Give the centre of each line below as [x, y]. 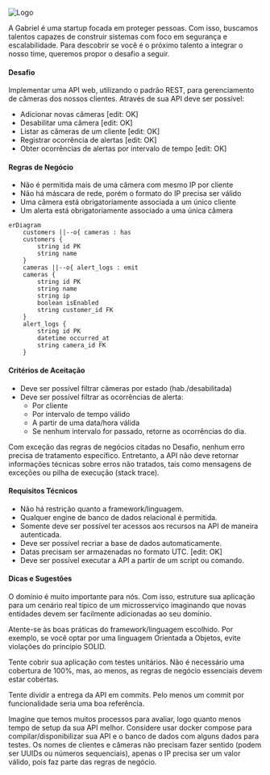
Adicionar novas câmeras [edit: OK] [79, 115]
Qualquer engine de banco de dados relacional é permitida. [118, 517]
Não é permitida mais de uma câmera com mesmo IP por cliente [127, 185]
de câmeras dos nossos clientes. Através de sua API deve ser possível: [126, 99]
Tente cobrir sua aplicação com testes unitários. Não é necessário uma [127, 662]
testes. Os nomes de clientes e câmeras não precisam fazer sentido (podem [135, 745]
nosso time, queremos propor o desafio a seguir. [89, 54]
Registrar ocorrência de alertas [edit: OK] [88, 140]
